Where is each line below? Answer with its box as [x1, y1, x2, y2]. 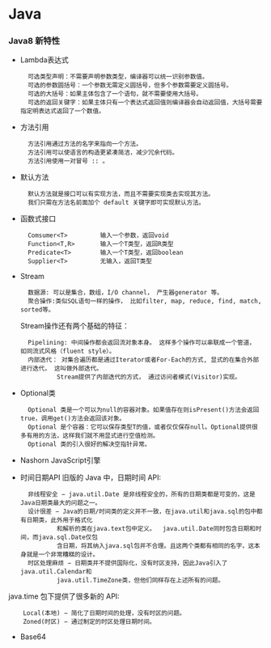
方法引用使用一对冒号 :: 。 [28, 157, 109, 166]
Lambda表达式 [19, 55, 69, 65]
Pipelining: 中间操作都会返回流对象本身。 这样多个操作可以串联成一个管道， [28, 339, 256, 347]
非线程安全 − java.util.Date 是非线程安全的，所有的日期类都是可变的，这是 [28, 490, 256, 498]
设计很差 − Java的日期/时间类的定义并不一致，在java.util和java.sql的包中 [28, 507, 257, 516]
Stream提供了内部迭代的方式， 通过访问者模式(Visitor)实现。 [56, 373, 241, 381]
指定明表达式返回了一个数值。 [19, 107, 105, 116]
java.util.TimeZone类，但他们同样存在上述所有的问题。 [56, 576, 225, 585]
